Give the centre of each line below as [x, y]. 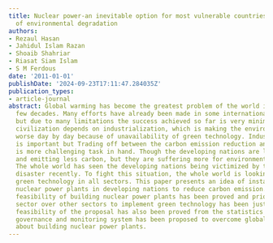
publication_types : [41, 91]
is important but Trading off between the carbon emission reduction [136, 144]
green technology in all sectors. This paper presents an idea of [130, 182]
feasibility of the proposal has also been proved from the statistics [140, 211]
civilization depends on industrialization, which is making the [129, 129]
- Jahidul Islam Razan [47, 46]
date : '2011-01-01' [41, 76]
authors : [23, 31]
